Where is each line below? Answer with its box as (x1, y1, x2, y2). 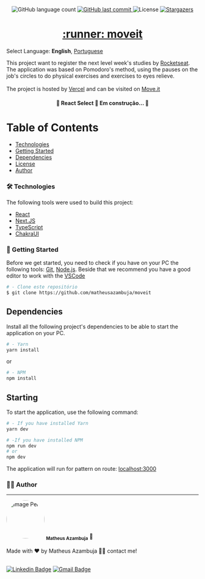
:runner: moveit (62, 28, 143, 41)
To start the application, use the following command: (6, 408, 138, 416)
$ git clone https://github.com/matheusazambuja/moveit (6, 289, 151, 296)
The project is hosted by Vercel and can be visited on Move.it (6, 85, 160, 92)
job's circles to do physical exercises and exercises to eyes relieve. (6, 72, 175, 79)
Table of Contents (6, 120, 99, 135)
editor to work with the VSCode (6, 272, 85, 279)
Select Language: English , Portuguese (6, 47, 104, 54)
